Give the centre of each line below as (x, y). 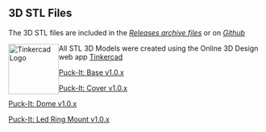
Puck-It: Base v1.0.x (92, 72)
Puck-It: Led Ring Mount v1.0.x (59, 119)
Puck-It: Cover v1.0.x (93, 88)
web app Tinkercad (91, 56)
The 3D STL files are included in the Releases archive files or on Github (127, 32)
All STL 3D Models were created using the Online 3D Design (159, 48)
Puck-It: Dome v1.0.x (43, 103)
